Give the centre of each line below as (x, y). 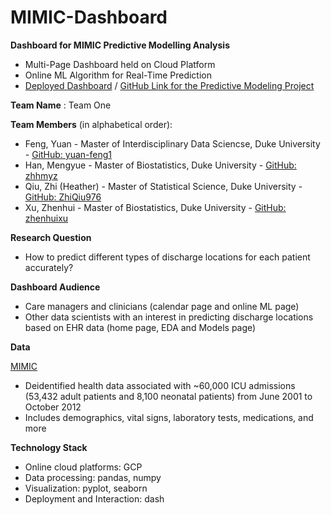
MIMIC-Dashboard (89, 17)
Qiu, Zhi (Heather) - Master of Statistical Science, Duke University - (163, 186)
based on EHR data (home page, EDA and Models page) (140, 327)
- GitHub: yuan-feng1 (68, 154)
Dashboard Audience (55, 287)
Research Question (51, 237)
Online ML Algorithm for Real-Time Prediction (118, 75)
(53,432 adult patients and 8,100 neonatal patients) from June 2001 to (168, 396)
